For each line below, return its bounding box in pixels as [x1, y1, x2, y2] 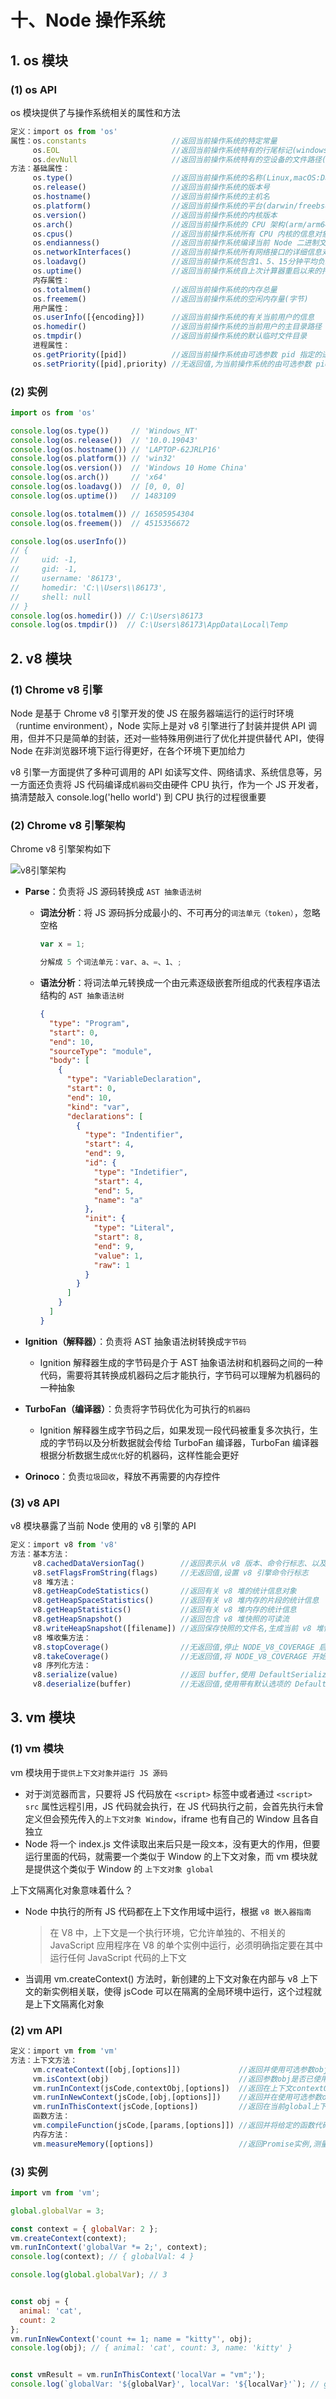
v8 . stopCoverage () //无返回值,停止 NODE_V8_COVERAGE [32, 1642, 315, 1652]
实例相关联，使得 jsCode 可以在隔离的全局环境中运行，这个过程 [51, 1985, 313, 1997]
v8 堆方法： [32, 1577, 77, 1587]
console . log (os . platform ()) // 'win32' [10, 454, 177, 464]
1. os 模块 [10, 52, 69, 69]
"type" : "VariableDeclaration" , [66, 1074, 202, 1085]
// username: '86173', [10, 574, 123, 584]
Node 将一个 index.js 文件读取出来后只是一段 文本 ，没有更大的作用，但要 [24, 1837, 321, 1850]
